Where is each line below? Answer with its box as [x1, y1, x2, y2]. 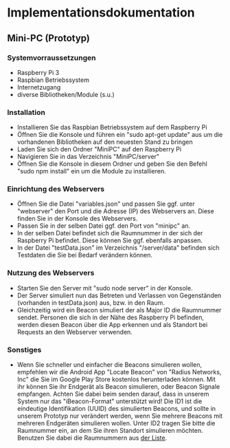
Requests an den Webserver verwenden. [16, 328, 133, 336]
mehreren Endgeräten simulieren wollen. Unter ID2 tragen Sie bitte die [16, 419, 216, 427]
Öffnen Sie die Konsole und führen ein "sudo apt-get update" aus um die [16, 131, 223, 139]
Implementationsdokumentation [7, 5, 196, 21]
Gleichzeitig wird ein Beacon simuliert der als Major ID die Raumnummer [16, 306, 222, 314]
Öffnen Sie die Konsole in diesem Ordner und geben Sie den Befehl [16, 160, 207, 168]
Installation [7, 107, 46, 117]
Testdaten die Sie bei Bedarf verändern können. [16, 251, 153, 259]
